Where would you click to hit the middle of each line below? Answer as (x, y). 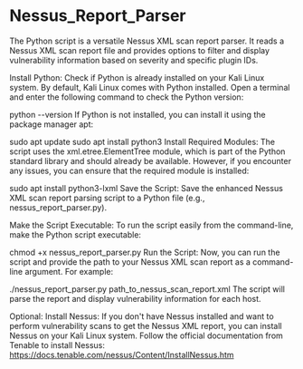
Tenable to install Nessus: (57, 345)
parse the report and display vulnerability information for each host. (135, 298)
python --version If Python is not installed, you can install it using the (137, 114)
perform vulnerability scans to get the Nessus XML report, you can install (146, 325)
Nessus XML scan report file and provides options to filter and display (139, 50)
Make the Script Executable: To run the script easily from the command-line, (151, 225)
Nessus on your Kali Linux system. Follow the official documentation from (146, 335)
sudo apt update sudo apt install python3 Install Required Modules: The (142, 141)
